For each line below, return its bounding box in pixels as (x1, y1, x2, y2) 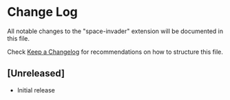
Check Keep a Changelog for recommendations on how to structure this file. (7, 48, 224, 56)
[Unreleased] (7, 68, 65, 79)
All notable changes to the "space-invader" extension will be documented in (7, 27, 224, 35)
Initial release (17, 86, 55, 94)
